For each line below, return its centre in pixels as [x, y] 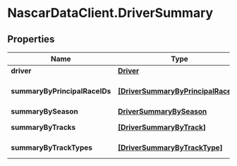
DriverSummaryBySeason [162, 111]
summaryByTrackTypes [52, 148]
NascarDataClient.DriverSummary [110, 13]
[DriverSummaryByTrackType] [170, 148]
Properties [31, 39]
